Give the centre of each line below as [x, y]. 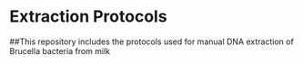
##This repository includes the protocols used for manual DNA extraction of [151, 41]
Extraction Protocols [88, 17]
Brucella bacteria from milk [60, 50]
